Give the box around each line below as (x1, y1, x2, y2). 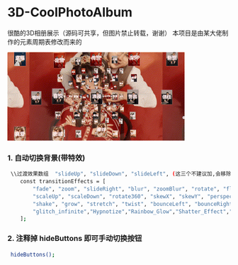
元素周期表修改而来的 (19, 37, 82, 46)
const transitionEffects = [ (20, 178, 106, 185)
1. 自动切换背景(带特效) (7, 153, 86, 163)
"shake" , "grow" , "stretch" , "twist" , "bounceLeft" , (33, 200, 192, 207)
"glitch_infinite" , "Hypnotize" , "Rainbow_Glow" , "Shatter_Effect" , (33, 207, 230, 215)
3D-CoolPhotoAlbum (7, 4, 133, 21)
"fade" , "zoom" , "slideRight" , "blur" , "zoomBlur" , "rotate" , (33, 185, 220, 193)
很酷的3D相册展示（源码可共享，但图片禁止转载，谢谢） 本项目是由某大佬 (7, 28, 222, 37)
